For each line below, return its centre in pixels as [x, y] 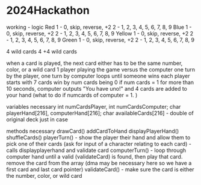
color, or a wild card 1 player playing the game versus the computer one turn [101, 69]
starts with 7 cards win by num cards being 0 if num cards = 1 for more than [100, 82]
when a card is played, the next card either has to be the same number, [94, 63]
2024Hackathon [48, 11]
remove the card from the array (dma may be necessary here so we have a [99, 163]
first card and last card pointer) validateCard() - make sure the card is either [100, 169]
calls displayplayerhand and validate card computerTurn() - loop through [96, 150]
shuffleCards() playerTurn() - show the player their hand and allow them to [98, 137]
